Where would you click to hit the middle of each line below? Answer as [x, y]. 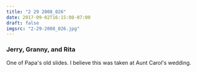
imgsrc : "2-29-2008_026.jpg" [43, 28]
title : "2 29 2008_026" [36, 12]
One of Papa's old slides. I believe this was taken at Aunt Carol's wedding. [99, 62]
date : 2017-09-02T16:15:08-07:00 [48, 17]
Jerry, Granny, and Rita [41, 50]
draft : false [23, 23]
